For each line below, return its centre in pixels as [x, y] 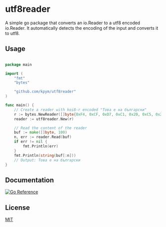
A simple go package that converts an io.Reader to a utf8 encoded [73, 23]
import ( [14, 73]
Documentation [30, 180]
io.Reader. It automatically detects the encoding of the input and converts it [82, 28]
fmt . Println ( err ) [41, 146]
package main [19, 65]
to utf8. [12, 33]
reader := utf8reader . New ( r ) [44, 119]
